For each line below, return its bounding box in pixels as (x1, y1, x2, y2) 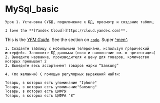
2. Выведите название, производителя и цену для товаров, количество (5, 55, 150, 60)
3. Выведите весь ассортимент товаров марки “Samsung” (5, 63, 119, 68)
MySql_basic (5, 3, 59, 15)
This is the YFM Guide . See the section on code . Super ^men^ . (5, 37, 128, 42)
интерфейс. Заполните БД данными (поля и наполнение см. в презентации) (5, 50, 156, 55)
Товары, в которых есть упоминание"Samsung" (5, 84, 97, 89)
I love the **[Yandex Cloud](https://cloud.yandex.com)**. (5, 28, 128, 33)
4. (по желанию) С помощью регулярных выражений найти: (5, 72, 121, 77)
